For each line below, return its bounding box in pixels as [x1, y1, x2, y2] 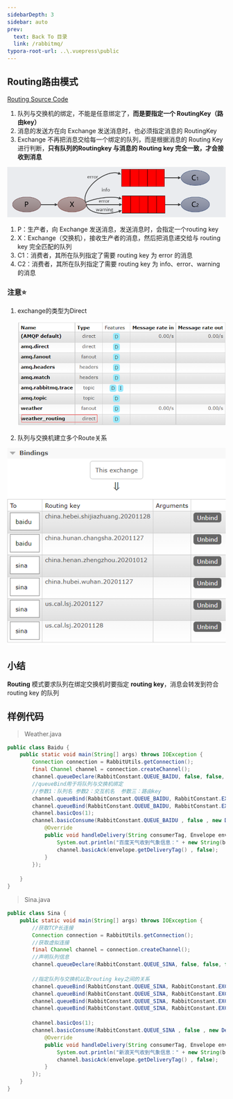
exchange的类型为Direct [17, 307, 87, 315]
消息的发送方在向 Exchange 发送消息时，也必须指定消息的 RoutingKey [17, 126, 217, 135]
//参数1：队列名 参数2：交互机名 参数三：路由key [32, 787, 162, 794]
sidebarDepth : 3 [7, 11, 54, 18]
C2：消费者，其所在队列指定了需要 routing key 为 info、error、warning [17, 260, 221, 269]
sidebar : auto [7, 18, 49, 26]
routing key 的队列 [7, 688, 60, 697]
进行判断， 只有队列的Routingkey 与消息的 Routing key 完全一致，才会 [17, 144, 218, 152]
